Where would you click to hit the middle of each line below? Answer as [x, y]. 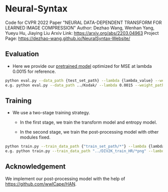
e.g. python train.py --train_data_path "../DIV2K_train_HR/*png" [76, 151]
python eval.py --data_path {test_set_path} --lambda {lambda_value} [79, 80]
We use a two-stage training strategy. [51, 113]
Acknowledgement [35, 167]
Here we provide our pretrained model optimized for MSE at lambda [82, 66]
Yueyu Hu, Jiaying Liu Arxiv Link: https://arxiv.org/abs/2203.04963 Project [82, 33]
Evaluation [22, 54]
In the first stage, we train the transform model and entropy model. [88, 122]
